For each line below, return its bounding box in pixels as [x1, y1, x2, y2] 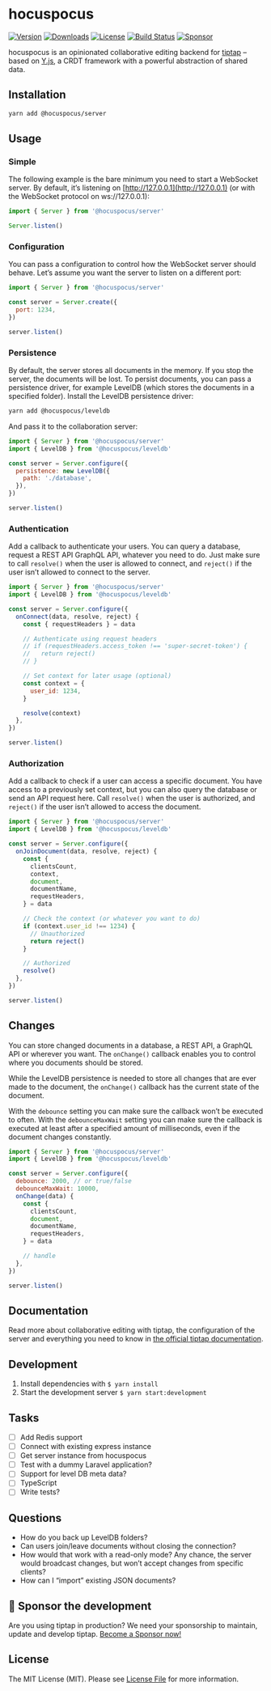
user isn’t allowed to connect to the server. [8, 567, 151, 577]
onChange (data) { [15, 1192, 74, 1200]
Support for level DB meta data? [19, 1469, 127, 1479]
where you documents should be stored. [8, 1057, 143, 1067]
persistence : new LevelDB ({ [15, 467, 111, 475]
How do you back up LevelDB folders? [19, 1532, 148, 1542]
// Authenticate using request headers [23, 634, 158, 643]
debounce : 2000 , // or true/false [15, 1177, 132, 1185]
